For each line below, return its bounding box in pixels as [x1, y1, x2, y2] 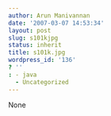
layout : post [8, 26, 52, 34]
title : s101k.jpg [8, 48, 66, 56]
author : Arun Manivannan [8, 11, 90, 20]
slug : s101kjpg [8, 33, 59, 42]
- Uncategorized [15, 78, 69, 86]
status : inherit [8, 41, 62, 49]
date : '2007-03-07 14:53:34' [8, 19, 105, 27]
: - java [8, 71, 37, 79]
